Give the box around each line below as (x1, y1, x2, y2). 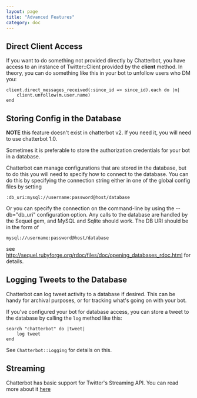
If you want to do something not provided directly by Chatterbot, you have (6, 57, 186, 64)
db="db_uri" (6, 211, 36, 218)
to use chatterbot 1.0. (6, 135, 58, 142)
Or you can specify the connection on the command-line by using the (6, 205, 175, 212)
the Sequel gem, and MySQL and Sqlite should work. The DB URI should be (6, 217, 189, 224)
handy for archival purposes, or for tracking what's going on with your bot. (6, 297, 187, 304)
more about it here (6, 385, 51, 392)
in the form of (6, 224, 39, 230)
